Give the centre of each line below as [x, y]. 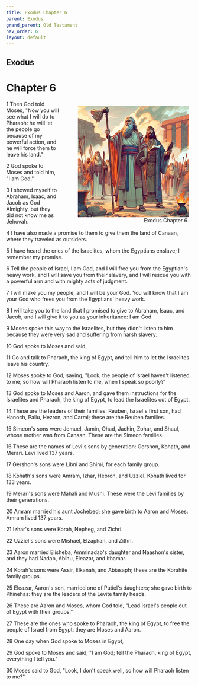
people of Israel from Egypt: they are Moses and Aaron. [74, 630]
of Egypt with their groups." [40, 612]
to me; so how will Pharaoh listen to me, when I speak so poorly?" [86, 382]
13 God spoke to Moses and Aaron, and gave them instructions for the [91, 393]
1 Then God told [25, 104]
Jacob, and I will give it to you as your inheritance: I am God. [79, 317]
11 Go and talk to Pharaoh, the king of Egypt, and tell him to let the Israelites [98, 358]
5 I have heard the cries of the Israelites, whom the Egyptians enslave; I [93, 251]
